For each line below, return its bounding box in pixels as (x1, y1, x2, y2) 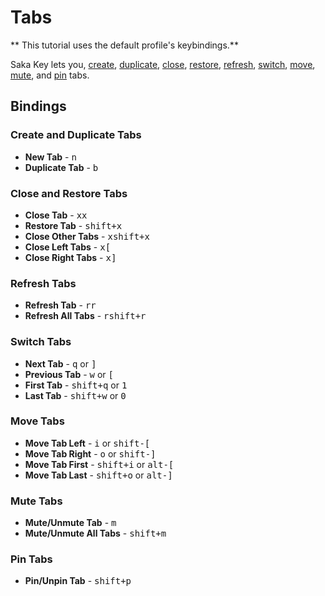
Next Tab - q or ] (24, 357, 97, 370)
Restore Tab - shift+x (24, 219, 123, 231)
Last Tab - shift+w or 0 (24, 389, 127, 401)
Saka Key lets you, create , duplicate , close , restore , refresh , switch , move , (10, 58, 316, 70)
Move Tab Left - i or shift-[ (24, 437, 151, 449)
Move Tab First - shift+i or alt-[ (24, 458, 175, 470)
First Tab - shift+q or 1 (24, 379, 128, 391)
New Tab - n (24, 151, 77, 163)
